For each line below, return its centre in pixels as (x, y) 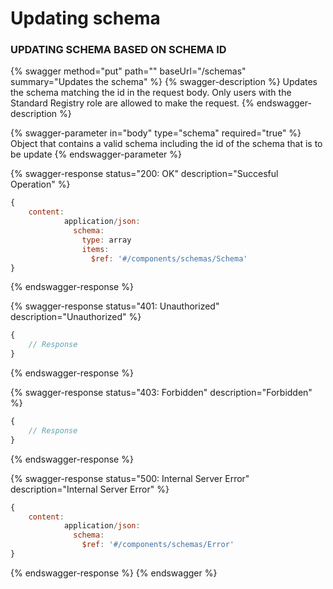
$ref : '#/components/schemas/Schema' (169, 258)
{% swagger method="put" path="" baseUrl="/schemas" (128, 71)
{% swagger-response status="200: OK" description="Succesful (144, 174)
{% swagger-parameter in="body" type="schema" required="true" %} (156, 133)
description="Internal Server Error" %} (90, 489)
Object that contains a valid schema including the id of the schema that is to (166, 144)
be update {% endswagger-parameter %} (96, 154)
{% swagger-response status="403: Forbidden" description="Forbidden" (161, 393)
